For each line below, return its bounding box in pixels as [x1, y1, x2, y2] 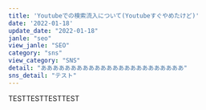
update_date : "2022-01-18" [8, 26, 99, 35]
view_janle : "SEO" [8, 42, 70, 50]
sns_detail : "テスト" [8, 71, 77, 79]
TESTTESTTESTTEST [8, 93, 80, 103]
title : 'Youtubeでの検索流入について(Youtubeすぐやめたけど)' [8, 11, 200, 20]
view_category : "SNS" [8, 57, 81, 65]
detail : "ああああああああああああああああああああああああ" [8, 64, 188, 72]
